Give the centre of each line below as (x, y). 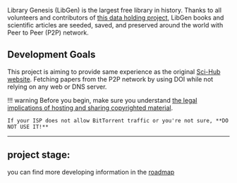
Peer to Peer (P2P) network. (48, 32)
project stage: (39, 155)
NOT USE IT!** (28, 127)
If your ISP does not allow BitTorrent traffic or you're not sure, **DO (118, 120)
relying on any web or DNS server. (57, 87)
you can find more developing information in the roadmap (91, 172)
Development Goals (51, 55)
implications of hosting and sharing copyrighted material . (90, 108)
